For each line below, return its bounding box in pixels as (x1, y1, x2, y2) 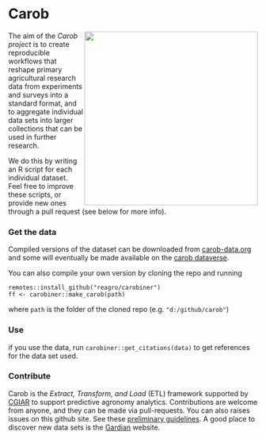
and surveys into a (8, 90, 69, 99)
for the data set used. (8, 351, 78, 360)
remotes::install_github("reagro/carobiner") (8, 283, 161, 292)
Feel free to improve (8, 181, 74, 191)
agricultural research (8, 73, 77, 83)
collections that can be (8, 124, 83, 133)
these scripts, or (8, 190, 62, 199)
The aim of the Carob (8, 31, 78, 40)
